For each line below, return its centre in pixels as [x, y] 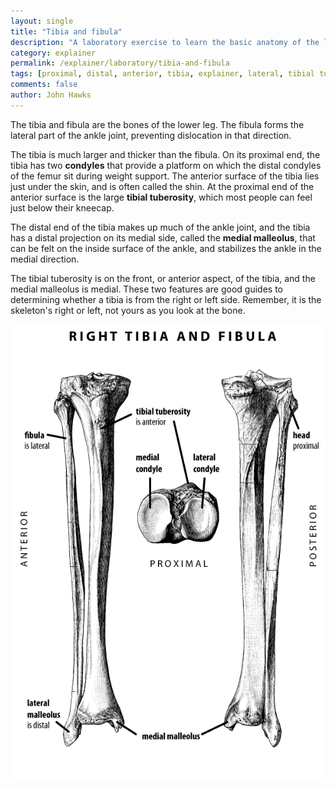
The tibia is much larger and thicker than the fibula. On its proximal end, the [165, 154]
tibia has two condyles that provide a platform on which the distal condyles [166, 165]
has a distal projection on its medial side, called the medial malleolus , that [163, 237]
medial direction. [45, 259]
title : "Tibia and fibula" [66, 31]
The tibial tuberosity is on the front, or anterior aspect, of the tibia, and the [163, 278]
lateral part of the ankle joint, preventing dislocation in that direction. [151, 135]
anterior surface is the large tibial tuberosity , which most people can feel [161, 197]
